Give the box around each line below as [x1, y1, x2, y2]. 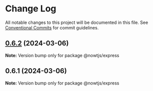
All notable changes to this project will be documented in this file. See [5, 19, 149, 25]
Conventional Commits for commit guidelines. [5, 24, 99, 30]
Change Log [5, 3, 56, 14]
